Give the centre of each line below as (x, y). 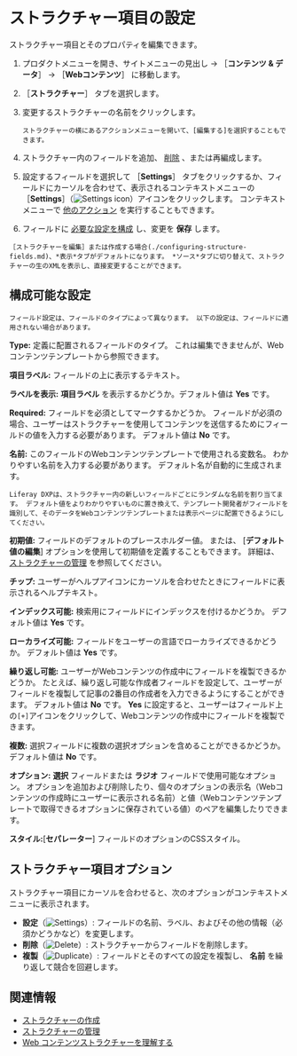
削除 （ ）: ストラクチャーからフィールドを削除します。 (137, 944)
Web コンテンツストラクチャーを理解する (98, 1043)
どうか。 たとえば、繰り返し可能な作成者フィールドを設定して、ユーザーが (145, 682)
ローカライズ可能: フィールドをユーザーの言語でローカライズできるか (135, 641)
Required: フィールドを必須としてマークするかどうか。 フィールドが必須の (146, 413)
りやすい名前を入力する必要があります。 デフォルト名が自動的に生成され (142, 465)
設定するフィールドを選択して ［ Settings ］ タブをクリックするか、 (145, 176)
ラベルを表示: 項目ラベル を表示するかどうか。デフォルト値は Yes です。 (142, 394)
